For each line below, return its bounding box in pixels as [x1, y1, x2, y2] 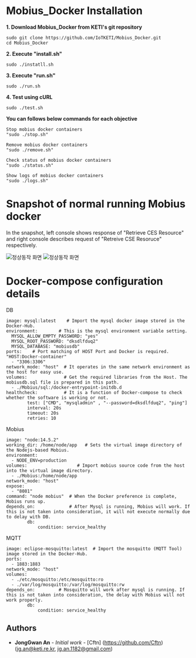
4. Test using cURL [6, 93, 53, 100]
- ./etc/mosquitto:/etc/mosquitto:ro [11, 576, 104, 582]
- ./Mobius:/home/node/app [11, 473, 77, 479]
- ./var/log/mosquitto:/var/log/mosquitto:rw [11, 582, 125, 588]
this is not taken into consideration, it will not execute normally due [6, 508, 191, 514]
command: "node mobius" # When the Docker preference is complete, [6, 493, 177, 499]
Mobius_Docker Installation [6, 4, 143, 18]
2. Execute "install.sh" [6, 50, 63, 57]
